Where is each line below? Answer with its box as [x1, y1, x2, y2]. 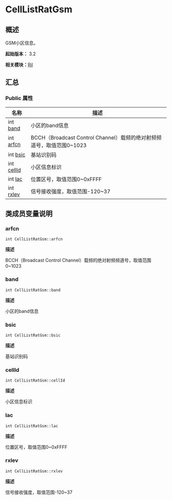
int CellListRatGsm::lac [5, 423, 58, 429]
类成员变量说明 [5, 209, 53, 218]
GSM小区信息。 [5, 40, 38, 46]
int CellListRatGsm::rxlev [5, 468, 63, 474]
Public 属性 [5, 95, 33, 102]
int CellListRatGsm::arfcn [5, 237, 63, 242]
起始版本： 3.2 [5, 51, 36, 57]
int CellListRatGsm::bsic [5, 332, 60, 338]
